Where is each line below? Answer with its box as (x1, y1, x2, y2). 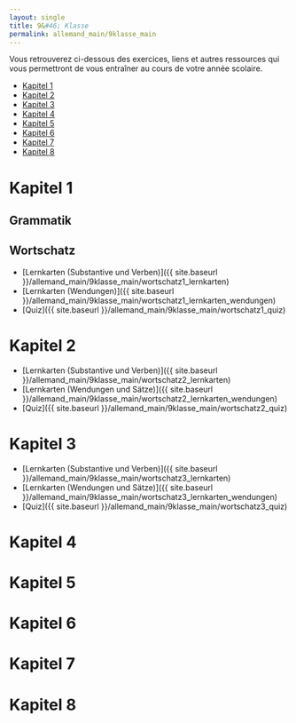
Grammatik (9, 212, 73, 227)
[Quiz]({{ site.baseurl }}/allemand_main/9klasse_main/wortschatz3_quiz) (21, 501, 288, 512)
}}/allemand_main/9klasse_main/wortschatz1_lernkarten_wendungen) (21, 295, 277, 306)
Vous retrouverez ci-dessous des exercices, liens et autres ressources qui (9, 54, 280, 65)
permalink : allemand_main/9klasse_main (9, 29, 157, 38)
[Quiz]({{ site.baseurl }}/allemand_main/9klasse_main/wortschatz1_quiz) (21, 304, 286, 315)
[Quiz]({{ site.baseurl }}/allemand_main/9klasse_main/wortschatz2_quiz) (21, 402, 288, 413)
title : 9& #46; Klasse (9, 21, 90, 30)
